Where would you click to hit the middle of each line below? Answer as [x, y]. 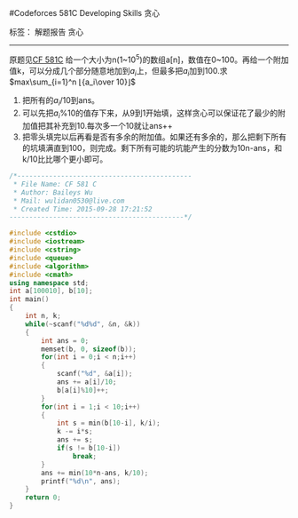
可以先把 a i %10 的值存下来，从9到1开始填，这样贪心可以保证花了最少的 [149, 114]
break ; [85, 456]
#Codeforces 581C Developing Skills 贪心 [85, 13]
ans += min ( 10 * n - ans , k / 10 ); [95, 473]
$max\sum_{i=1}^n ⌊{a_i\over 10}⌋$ [72, 82]
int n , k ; [43, 316]
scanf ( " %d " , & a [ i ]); [94, 374]
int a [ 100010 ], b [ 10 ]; [51, 291]
